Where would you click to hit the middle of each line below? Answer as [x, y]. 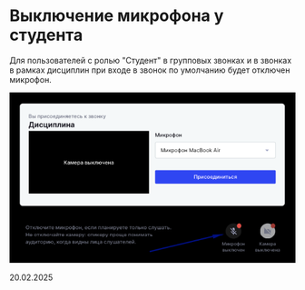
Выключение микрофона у [117, 16]
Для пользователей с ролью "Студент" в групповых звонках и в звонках [151, 60]
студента [46, 35]
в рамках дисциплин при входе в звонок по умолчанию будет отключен [150, 70]
